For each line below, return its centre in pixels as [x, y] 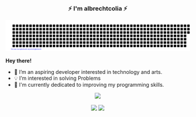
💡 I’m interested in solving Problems [57, 78]
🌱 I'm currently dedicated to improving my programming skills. [89, 85]
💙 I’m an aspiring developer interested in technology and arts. [88, 72]
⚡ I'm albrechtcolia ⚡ [98, 8]
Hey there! [18, 61]
